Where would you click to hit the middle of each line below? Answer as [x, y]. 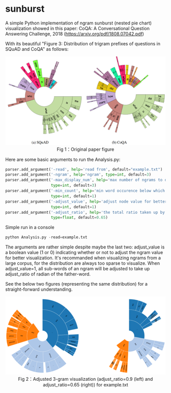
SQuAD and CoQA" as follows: [37, 49]
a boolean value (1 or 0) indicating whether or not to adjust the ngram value [84, 252]
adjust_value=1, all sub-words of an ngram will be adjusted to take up [78, 269]
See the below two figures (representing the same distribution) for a [76, 284]
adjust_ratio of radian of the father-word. [48, 274]
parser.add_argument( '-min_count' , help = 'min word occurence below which [85, 191]
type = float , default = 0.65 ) [79, 218]
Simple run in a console [30, 228]
